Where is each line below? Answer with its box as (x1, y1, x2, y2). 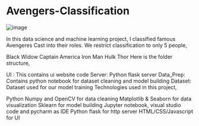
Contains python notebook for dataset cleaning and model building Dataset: (6, 77, 192, 84)
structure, (6, 59, 30, 67)
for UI (6, 114, 20, 121)
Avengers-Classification (6, 4, 129, 18)
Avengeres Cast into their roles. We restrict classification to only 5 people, (6, 42, 187, 49)
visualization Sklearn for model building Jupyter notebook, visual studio (6, 101, 181, 108)
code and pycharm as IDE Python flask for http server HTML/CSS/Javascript (6, 108, 194, 115)
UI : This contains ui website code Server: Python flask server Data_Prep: (6, 71, 185, 78)
